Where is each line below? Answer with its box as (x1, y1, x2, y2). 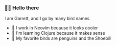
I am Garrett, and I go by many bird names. (4, 16, 91, 22)
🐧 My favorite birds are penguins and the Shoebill (11, 35, 112, 41)
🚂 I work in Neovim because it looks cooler (11, 25, 98, 31)
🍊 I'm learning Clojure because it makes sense (11, 30, 106, 36)
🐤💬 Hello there (4, 4, 40, 11)
